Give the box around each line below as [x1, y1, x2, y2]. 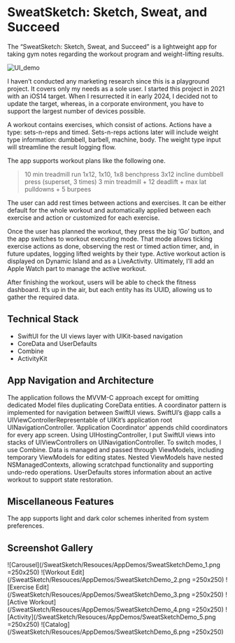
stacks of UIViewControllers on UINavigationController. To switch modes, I [7, 438, 222, 446]
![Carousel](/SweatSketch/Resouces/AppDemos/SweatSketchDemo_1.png [7, 561, 220, 569]
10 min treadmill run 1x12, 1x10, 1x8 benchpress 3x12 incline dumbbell [24, 170, 224, 178]
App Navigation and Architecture [7, 375, 154, 387]
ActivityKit [17, 354, 48, 362]
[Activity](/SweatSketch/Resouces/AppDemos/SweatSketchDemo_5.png [7, 613, 216, 621]
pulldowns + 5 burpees [24, 185, 92, 193]
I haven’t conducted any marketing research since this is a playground [7, 77, 210, 85]
